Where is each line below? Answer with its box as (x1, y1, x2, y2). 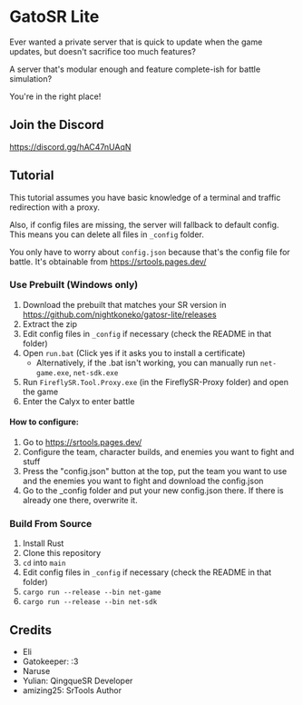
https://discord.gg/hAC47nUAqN (9, 141, 132, 152)
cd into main (22, 557, 66, 569)
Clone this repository (22, 548, 102, 559)
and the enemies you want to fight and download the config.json (22, 475, 264, 487)
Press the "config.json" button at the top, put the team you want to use (22, 466, 288, 477)
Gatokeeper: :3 (22, 656, 79, 667)
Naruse (22, 666, 51, 677)
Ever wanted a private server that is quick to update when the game (9, 36, 263, 47)
